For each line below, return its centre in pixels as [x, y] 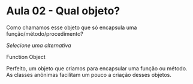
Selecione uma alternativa [39, 45]
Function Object [26, 57]
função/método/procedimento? [45, 33]
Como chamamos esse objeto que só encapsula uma [72, 27]
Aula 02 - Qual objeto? [63, 11]
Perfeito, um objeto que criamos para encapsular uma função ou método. [97, 68]
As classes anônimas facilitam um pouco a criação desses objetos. [89, 74]
